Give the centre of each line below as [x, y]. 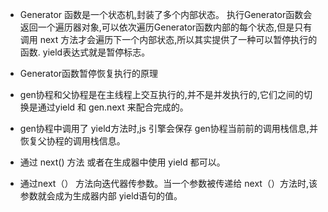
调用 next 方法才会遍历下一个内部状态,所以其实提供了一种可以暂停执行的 [168, 39]
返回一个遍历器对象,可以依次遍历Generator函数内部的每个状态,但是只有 [166, 27]
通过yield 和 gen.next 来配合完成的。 [113, 107]
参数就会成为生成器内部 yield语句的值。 [101, 196]
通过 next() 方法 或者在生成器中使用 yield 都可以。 [122, 162]
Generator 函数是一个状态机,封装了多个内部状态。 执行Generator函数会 [166, 14]
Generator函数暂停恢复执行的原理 [89, 73]
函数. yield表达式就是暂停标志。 [85, 52]
